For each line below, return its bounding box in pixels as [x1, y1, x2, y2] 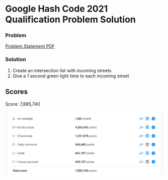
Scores [5, 87, 28, 96]
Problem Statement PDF [5, 43, 55, 50]
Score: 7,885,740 [5, 101, 40, 107]
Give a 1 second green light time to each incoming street [12, 73, 129, 79]
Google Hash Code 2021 [5, 3, 108, 15]
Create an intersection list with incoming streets [12, 67, 112, 73]
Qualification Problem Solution [5, 14, 136, 25]
